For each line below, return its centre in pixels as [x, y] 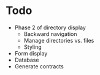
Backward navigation [50, 34]
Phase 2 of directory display [50, 27]
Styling [33, 47]
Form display [31, 53]
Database [27, 60]
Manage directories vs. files [59, 40]
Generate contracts [39, 66]
